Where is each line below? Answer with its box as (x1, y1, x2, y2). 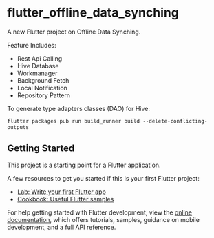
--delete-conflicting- (142, 117, 208, 125)
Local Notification (17, 83, 67, 92)
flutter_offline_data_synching (7, 5, 179, 21)
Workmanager (17, 69, 58, 77)
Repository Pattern (17, 91, 71, 99)
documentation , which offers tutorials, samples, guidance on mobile (7, 215, 200, 224)
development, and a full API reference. (7, 223, 116, 231)
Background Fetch (17, 76, 69, 84)
